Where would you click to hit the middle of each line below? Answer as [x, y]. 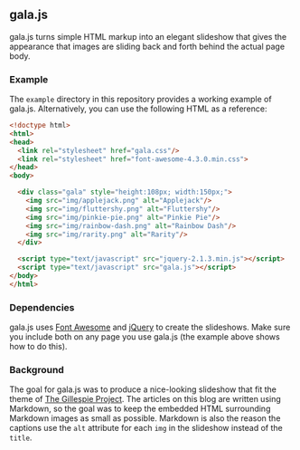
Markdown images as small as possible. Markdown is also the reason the [145, 418]
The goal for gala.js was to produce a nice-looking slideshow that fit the [143, 389]
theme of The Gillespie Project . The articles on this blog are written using [145, 399]
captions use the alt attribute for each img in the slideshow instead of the [146, 428]
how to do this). [38, 347]
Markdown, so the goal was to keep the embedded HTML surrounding [140, 409]
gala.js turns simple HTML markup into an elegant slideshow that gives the [148, 36]
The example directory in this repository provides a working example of [141, 100]
